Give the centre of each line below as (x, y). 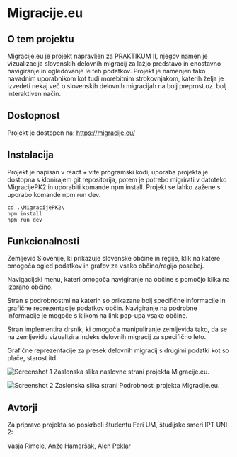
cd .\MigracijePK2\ (36, 207)
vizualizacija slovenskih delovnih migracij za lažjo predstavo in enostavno (114, 64)
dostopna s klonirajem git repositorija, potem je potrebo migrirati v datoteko (117, 179)
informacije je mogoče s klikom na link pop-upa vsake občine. (98, 316)
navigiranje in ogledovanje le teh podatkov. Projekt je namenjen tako (106, 71)
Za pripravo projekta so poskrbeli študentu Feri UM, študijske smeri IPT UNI (117, 425)
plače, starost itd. (33, 358)
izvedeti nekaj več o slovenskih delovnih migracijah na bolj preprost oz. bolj (117, 86)
